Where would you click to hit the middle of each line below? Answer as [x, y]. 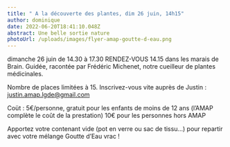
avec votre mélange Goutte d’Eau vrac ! [63, 137]
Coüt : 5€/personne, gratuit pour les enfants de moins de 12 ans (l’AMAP [110, 108]
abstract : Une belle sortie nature [59, 33]
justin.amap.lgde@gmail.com [48, 95]
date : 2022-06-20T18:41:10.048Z [54, 26]
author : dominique [34, 20]
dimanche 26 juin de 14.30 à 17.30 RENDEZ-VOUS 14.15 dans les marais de [113, 59]
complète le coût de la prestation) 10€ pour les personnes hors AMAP [107, 116]
